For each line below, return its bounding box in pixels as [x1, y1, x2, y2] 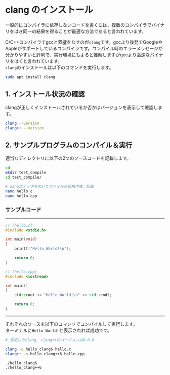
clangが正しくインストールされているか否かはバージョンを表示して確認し [5, 104, 158, 110]
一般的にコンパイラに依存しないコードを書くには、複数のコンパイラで [5, 22, 152, 28]
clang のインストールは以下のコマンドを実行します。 [5, 64, 114, 71]
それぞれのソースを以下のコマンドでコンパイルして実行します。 [5, 321, 138, 327]
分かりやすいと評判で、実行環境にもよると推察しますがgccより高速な [5, 51, 150, 58]
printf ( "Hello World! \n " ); [14, 246, 71, 251]
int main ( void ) [5, 236, 37, 242]
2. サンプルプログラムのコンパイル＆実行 [5, 141, 133, 149]
